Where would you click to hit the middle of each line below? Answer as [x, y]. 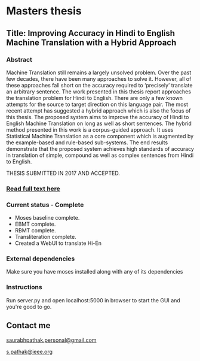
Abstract [19, 59]
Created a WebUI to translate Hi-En [58, 243]
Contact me [28, 325]
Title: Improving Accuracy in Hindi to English [90, 33]
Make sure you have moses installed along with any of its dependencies [95, 272]
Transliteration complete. [45, 237]
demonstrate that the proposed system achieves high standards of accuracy [100, 148]
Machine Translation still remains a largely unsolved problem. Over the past [99, 72]
